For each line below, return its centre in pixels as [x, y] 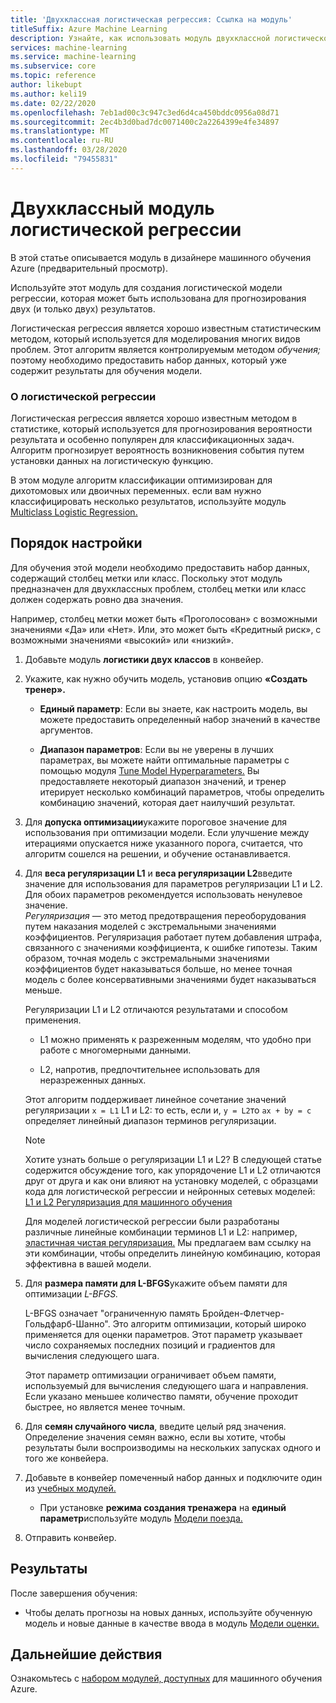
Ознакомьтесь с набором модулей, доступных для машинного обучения [166, 1678]
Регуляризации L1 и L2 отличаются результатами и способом [156, 1009]
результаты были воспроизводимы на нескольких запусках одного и [173, 1447]
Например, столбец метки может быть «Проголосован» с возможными [164, 618]
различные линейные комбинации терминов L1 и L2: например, [161, 1232]
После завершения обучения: [74, 1593]
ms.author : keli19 [48, 94]
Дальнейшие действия [86, 1654]
